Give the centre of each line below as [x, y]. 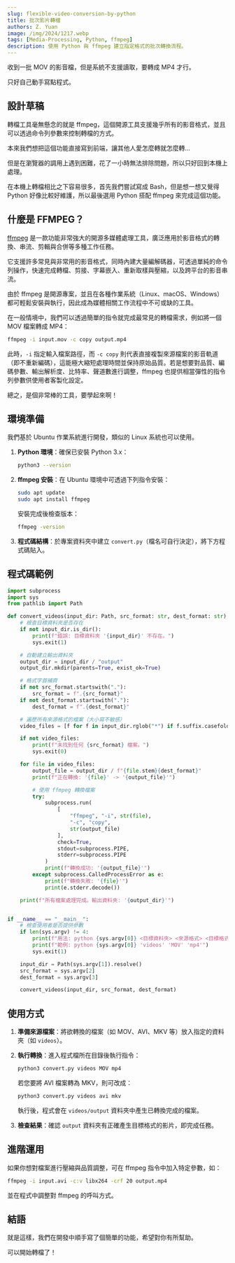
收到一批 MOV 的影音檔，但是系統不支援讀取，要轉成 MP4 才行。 [101, 67]
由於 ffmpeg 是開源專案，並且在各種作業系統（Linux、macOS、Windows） [115, 294]
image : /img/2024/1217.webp [48, 33]
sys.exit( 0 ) [50, 752]
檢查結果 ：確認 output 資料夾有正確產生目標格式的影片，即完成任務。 [117, 1125]
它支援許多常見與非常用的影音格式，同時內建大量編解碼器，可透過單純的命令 [117, 261]
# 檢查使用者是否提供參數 [52, 925]
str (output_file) [95, 829]
